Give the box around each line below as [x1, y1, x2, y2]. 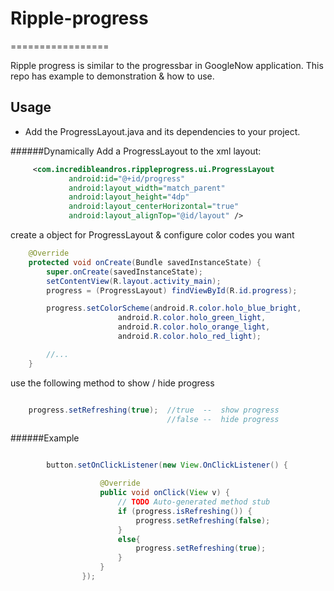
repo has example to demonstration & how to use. [10, 70, 215, 82]
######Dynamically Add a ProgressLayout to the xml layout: [10, 145, 262, 157]
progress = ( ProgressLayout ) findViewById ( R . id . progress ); [46, 285, 298, 296]
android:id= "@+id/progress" [68, 173, 186, 184]
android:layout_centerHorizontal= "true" [68, 202, 240, 212]
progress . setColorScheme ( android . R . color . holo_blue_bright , [46, 303, 302, 314]
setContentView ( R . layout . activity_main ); [46, 276, 222, 286]
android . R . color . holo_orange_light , [117, 322, 271, 332]
